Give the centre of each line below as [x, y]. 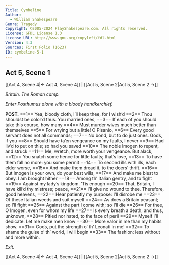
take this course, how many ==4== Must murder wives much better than [81, 125]
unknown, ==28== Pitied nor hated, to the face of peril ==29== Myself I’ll [82, 216]
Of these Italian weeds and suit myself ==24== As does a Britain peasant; [82, 200]
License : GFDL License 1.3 [34, 33]
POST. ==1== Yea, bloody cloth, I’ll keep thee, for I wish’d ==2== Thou [79, 114]
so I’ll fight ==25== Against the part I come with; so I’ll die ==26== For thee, [84, 205]
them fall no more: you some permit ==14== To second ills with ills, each [81, 163]
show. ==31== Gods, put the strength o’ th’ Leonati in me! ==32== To [77, 227]
